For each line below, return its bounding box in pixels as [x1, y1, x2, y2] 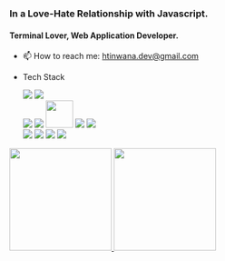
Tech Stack [22, 72, 65, 83]
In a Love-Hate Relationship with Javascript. [9, 7, 209, 20]
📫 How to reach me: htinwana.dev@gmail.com [22, 51, 200, 62]
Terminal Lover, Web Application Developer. [9, 30, 179, 41]
